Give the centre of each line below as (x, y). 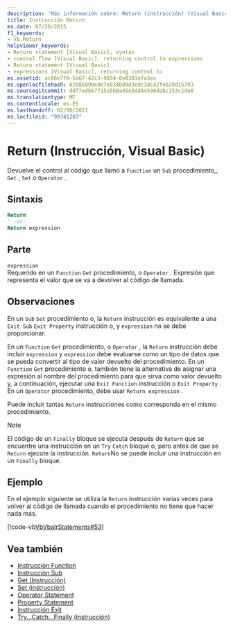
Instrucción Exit (40, 610)
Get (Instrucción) (41, 580)
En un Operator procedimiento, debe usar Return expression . (95, 391)
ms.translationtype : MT (42, 98)
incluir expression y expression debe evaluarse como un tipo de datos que (113, 354)
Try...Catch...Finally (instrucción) (64, 617)
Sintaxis (25, 199)
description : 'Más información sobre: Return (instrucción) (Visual (108, 14)
